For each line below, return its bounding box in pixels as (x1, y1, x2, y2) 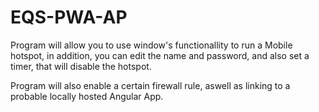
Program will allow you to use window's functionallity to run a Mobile (10, 39, 293, 51)
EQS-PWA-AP (10, 6, 128, 29)
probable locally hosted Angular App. (10, 90, 164, 102)
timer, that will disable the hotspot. (10, 60, 152, 72)
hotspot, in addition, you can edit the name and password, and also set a (10, 49, 310, 61)
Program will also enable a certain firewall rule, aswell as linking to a (10, 79, 291, 91)
